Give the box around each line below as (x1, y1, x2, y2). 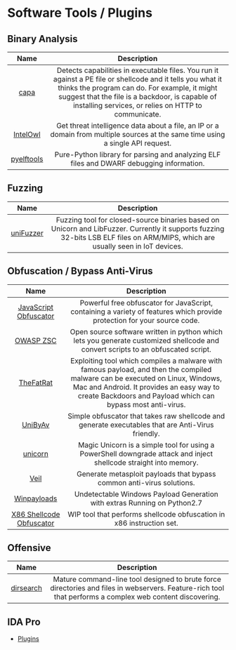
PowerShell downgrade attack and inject (79, 449, 213, 458)
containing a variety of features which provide (70, 307, 223, 317)
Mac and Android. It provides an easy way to (72, 382, 220, 392)
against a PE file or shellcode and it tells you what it (53, 74, 223, 84)
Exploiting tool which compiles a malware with (70, 356, 223, 366)
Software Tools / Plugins (7, 5, 153, 21)
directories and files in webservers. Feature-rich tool (50, 583, 225, 593)
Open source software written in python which (70, 326, 223, 336)
